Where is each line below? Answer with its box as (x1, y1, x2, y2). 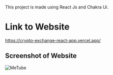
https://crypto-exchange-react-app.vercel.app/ (5, 37, 101, 43)
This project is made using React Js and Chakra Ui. (5, 4, 109, 10)
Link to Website (5, 22, 70, 32)
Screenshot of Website (5, 51, 77, 60)
